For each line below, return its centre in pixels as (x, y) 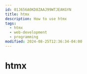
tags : (11, 23)
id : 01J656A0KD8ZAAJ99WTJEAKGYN (38, 10)
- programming (24, 37)
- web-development (29, 32)
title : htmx (17, 14)
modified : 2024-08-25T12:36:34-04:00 (44, 42)
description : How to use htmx (36, 19)
